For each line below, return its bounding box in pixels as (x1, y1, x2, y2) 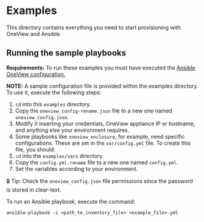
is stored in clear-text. (6, 186, 62, 193)
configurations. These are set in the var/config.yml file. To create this (15, 139, 191, 147)
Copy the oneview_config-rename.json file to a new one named (15, 107, 172, 114)
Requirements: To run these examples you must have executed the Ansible (6, 64, 196, 71)
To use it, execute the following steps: (6, 89, 102, 96)
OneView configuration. (6, 71, 66, 78)
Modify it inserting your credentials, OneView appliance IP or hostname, (15, 120, 195, 127)
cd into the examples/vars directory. (15, 152, 104, 159)
